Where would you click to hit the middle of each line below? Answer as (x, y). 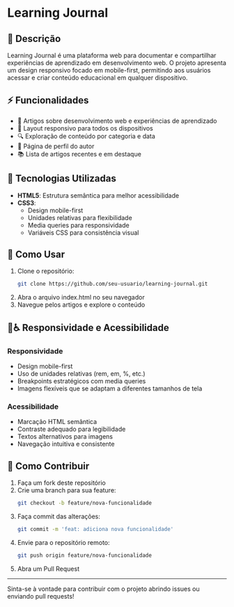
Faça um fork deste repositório (61, 483)
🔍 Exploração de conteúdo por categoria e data (86, 136)
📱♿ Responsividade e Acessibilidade (88, 327)
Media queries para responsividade (79, 225)
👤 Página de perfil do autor (56, 146)
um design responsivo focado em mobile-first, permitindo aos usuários (109, 70)
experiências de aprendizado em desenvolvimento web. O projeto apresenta (117, 63)
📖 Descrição (34, 39)
